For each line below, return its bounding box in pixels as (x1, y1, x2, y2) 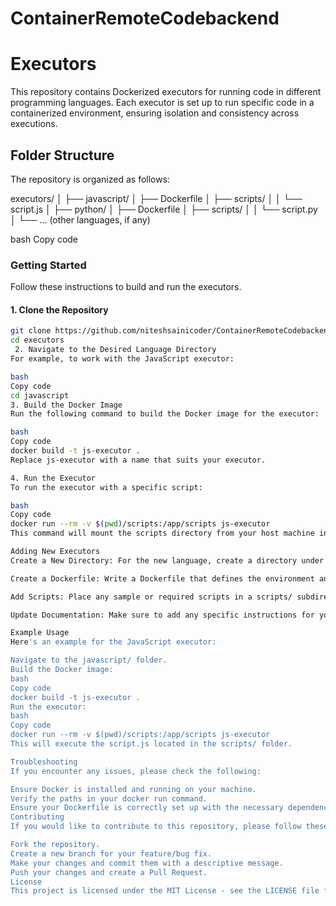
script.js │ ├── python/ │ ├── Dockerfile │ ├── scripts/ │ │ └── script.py (10, 203, 318, 215)
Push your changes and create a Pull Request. (10, 867, 208, 877)
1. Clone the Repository (10, 303, 109, 316)
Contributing (10, 812, 65, 822)
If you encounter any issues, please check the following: (10, 766, 262, 776)
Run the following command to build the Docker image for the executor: (10, 409, 320, 419)
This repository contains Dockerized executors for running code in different (10, 86, 322, 98)
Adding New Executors (10, 547, 101, 557)
